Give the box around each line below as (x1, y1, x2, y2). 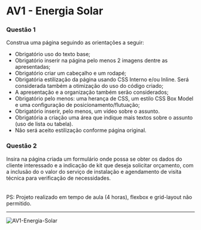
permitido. (6, 200, 32, 207)
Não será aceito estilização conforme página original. (14, 127, 147, 134)
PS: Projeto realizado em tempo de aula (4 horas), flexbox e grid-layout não (6, 193, 193, 201)
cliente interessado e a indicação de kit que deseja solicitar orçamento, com (6, 161, 194, 168)
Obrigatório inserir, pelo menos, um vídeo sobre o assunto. (14, 108, 160, 115)
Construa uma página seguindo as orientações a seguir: (6, 39, 145, 46)
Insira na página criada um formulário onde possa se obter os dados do (6, 155, 182, 162)
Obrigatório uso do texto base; (14, 51, 91, 58)
